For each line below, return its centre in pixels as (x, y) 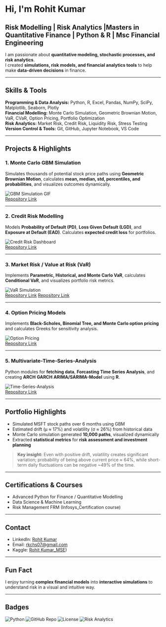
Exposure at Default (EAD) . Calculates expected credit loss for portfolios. (81, 232)
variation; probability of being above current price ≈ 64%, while (82, 460)
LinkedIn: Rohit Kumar (35, 540)
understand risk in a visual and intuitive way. (50, 587)
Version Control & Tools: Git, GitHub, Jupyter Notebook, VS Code (72, 128)
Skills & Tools (26, 91)
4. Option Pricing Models (35, 313)
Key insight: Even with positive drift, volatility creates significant (83, 454)
